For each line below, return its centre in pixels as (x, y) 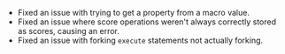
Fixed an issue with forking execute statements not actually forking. (140, 40)
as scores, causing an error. (68, 31)
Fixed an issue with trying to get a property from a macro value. (134, 13)
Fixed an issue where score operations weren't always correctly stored (147, 22)
